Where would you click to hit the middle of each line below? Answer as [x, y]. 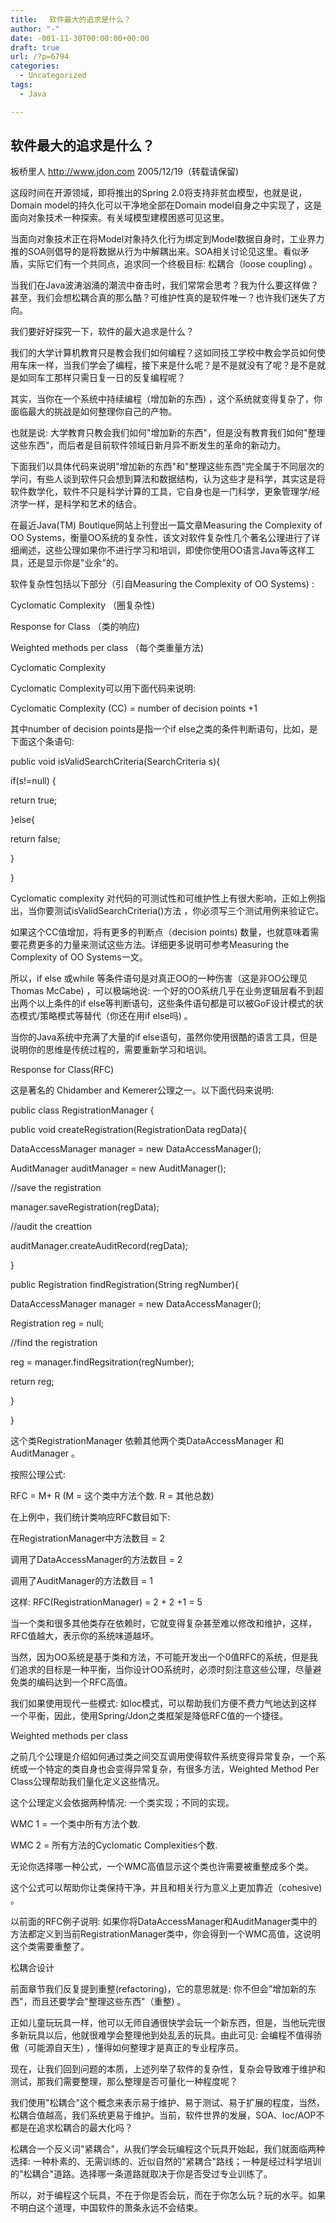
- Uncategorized [53, 76]
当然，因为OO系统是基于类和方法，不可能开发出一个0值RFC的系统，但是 [160, 1657]
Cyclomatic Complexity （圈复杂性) [83, 605]
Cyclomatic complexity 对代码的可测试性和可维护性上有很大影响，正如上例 [163, 898]
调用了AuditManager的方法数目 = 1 [81, 1581]
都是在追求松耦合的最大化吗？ [71, 2128]
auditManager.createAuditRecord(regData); [99, 1246]
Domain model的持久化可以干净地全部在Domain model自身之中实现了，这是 [166, 205]
